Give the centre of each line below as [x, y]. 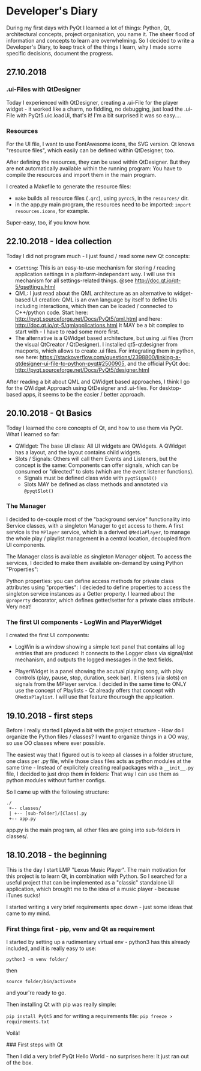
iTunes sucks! [23, 895]
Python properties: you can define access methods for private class [90, 581]
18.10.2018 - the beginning [57, 855]
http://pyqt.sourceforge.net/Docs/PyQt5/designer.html [82, 370]
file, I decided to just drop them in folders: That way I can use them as [92, 774]
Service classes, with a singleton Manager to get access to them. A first [95, 525]
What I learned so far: [33, 434]
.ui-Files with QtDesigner [43, 90]
